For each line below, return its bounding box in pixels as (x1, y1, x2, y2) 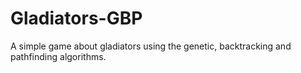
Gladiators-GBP (10, 7, 143, 30)
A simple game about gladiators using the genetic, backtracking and (10, 40, 292, 52)
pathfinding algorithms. (10, 50, 107, 62)
